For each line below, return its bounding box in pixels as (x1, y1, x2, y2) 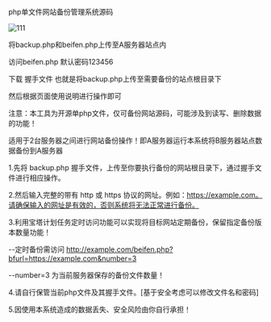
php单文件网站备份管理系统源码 (8, 7, 114, 16)
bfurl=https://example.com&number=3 (8, 253, 137, 263)
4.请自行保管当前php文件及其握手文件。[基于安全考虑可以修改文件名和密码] (8, 287, 260, 297)
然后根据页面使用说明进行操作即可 (8, 91, 122, 101)
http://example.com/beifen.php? (65, 245, 173, 254)
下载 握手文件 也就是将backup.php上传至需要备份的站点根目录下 (8, 74, 222, 83)
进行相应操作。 (15, 173, 65, 182)
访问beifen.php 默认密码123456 (8, 57, 114, 66)
